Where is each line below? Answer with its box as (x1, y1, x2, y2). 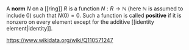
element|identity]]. (6, 25, 53, 32)
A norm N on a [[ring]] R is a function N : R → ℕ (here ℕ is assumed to (6, 5, 184, 12)
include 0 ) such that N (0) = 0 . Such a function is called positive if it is (6, 12, 182, 19)
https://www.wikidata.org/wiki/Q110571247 (6, 37, 113, 44)
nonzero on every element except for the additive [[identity (6, 18, 154, 26)
